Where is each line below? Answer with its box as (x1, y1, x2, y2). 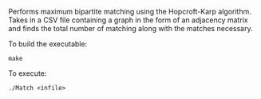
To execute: (8, 69, 47, 78)
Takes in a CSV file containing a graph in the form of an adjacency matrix (8, 15, 249, 25)
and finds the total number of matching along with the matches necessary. (8, 24, 253, 33)
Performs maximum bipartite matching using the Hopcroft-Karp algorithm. (8, 7, 251, 16)
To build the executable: (8, 39, 88, 49)
